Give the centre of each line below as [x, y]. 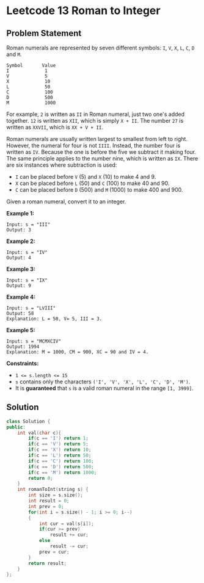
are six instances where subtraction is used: [62, 165]
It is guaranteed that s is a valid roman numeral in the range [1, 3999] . [104, 388]
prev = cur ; [54, 552]
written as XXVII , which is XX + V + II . [55, 127]
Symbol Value [31, 65]
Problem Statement [44, 33]
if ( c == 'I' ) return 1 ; [58, 438]
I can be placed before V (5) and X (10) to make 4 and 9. [86, 177]
